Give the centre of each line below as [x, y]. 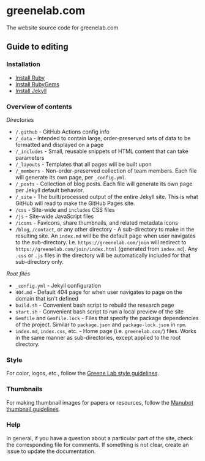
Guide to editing [37, 47]
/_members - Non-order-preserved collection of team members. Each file [106, 171]
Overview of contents [39, 107]
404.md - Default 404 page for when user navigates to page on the [99, 292]
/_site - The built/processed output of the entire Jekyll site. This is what [106, 197]
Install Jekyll [31, 91]
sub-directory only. [39, 261]
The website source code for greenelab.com [62, 28]
